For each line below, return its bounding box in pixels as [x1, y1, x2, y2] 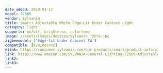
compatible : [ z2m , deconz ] [5, 43, 57, 48]
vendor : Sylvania [5, 16, 40, 21]
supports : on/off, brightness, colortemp [5, 29, 90, 34]
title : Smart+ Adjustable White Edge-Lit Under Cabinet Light [5, 20, 133, 25]
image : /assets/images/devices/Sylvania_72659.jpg [5, 34, 110, 39]
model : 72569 [5, 12, 32, 16]
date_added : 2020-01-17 [5, 7, 53, 12]
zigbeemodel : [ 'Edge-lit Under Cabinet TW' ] [5, 38, 97, 43]
